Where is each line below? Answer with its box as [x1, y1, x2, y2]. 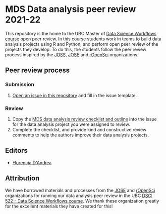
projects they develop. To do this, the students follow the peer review [5, 46, 147, 52]
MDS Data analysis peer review [5, 3, 136, 15]
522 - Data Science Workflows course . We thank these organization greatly [5, 198, 160, 204]
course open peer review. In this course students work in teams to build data [5, 36, 162, 42]
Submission [5, 81, 35, 88]
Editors [5, 146, 28, 155]
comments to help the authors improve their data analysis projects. [12, 132, 149, 138]
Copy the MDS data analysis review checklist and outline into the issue [12, 116, 157, 122]
